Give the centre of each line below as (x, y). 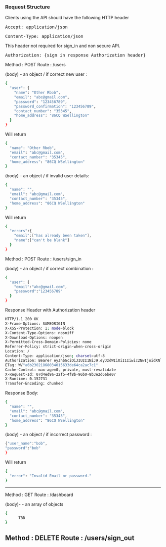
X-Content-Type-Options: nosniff (40, 333)
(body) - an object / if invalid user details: (47, 176)
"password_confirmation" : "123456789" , (55, 106)
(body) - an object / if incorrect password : (49, 435)
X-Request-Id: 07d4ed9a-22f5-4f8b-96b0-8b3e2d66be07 (61, 374)
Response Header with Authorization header (50, 310)
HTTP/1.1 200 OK (22, 319)
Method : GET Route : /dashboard (39, 495)
